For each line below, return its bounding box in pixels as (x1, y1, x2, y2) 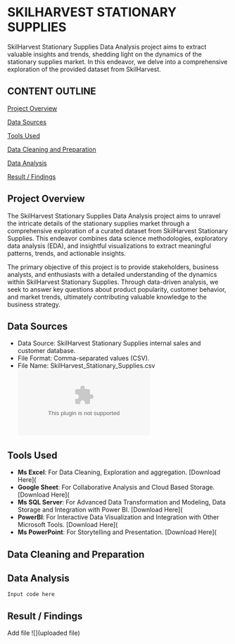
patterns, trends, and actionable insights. (7, 249, 127, 257)
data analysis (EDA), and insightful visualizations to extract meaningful (7, 241, 211, 250)
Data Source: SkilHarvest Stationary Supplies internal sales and (17, 339, 201, 347)
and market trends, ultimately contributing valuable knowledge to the (7, 292, 208, 301)
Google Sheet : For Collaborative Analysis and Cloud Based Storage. (17, 483, 215, 492)
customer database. (17, 347, 76, 355)
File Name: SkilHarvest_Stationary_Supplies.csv (17, 361, 155, 370)
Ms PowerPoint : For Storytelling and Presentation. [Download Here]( (17, 528, 217, 536)
